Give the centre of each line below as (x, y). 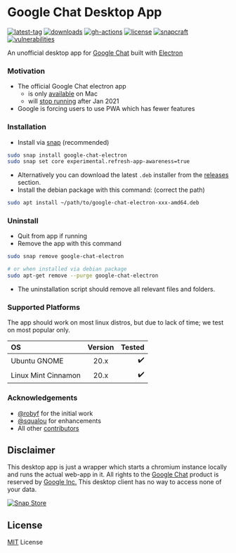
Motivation (26, 71)
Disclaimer (31, 450)
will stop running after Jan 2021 (73, 101)
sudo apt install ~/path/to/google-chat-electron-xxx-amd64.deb (103, 203)
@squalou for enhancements (59, 421)
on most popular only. (39, 330)
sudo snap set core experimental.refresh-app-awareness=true (99, 162)
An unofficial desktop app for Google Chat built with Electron (95, 53)
